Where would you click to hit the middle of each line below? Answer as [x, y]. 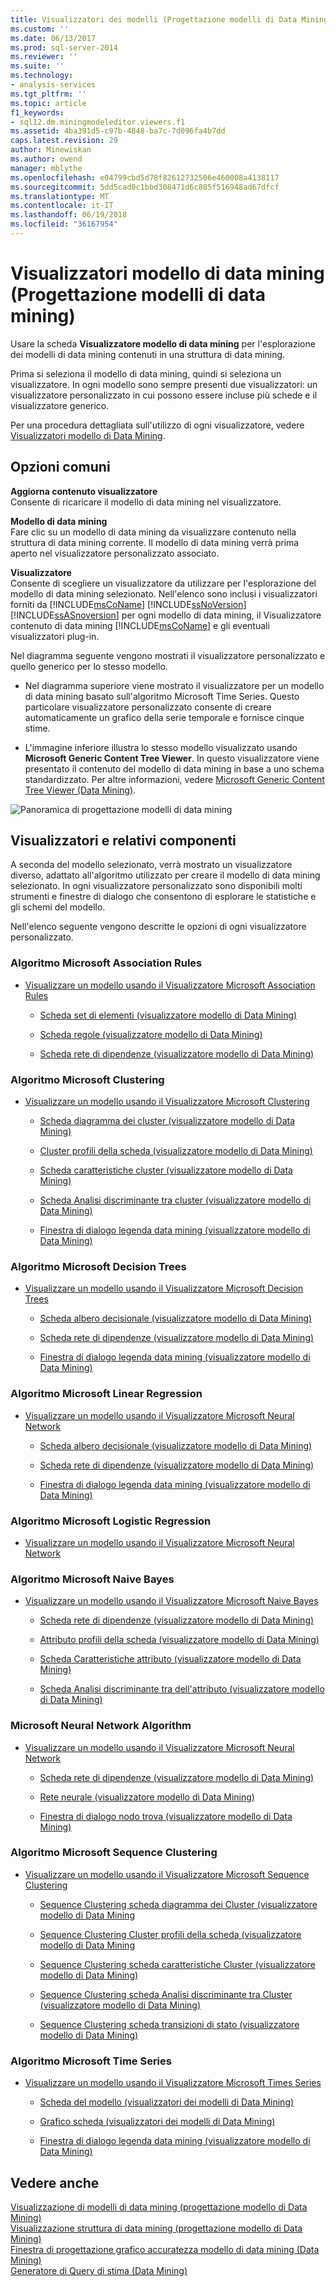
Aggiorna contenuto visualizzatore [84, 491]
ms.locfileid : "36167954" [64, 224]
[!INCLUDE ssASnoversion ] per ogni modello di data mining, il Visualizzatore [166, 615]
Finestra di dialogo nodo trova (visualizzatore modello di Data [166, 1816]
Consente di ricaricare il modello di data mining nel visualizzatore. [146, 502]
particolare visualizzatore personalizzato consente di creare [148, 707]
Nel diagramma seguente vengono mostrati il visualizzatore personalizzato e [168, 655]
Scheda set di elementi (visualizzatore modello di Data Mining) [168, 1015]
